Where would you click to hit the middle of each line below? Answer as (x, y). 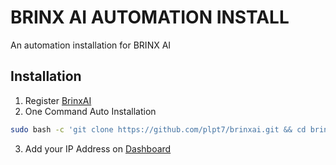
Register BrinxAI (58, 100)
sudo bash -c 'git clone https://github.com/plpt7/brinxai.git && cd (158, 129)
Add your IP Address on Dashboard (98, 148)
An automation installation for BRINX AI (91, 45)
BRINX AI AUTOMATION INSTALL (150, 17)
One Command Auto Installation (90, 111)
